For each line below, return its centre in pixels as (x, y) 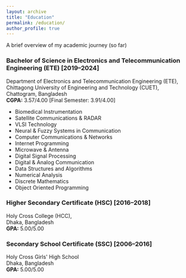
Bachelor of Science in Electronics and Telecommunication (93, 61)
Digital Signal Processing (45, 156)
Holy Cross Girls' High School (43, 257)
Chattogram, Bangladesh (37, 93)
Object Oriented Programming (52, 188)
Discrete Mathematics (42, 181)
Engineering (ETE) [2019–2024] (53, 68)
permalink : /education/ (36, 23)
